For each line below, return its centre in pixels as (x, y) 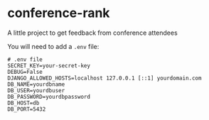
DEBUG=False (25, 72)
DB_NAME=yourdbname (36, 84)
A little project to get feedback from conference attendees (92, 33)
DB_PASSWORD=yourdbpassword (49, 97)
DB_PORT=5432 (27, 109)
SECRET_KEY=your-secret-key (49, 65)
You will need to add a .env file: (53, 46)
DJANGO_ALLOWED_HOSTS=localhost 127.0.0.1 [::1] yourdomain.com (104, 78)
